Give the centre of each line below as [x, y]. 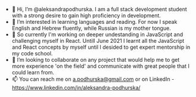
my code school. [32, 53]
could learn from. [33, 72]
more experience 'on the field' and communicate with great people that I [100, 66]
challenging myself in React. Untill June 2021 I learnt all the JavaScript [98, 41]
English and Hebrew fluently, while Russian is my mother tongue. [91, 28]
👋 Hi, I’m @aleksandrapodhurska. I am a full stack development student [99, 9]
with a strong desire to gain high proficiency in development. [86, 15]
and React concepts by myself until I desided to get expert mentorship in [101, 47]
